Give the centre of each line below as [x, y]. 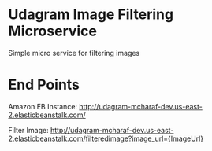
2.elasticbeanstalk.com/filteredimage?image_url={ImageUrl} [106, 138]
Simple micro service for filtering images [74, 53]
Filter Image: [28, 130]
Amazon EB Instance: [43, 106]
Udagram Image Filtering [91, 15]
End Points [44, 85]
